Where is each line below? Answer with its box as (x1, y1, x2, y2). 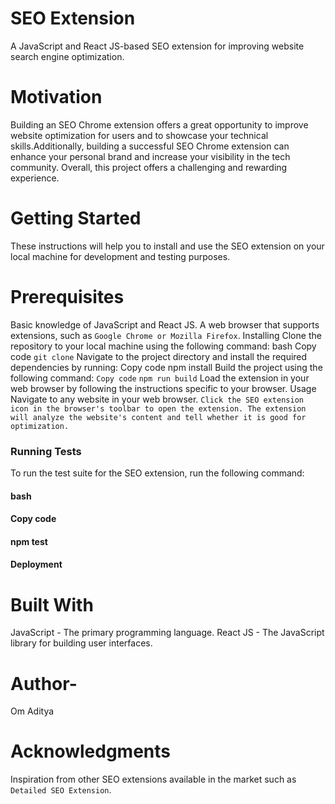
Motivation (10, 86, 103, 109)
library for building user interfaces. (10, 637, 153, 649)
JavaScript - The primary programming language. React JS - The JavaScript (10, 627, 325, 639)
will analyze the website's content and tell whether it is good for (10, 412, 307, 422)
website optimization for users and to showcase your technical (10, 129, 269, 141)
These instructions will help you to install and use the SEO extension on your (10, 240, 325, 252)
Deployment (10, 558, 63, 571)
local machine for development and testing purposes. (10, 250, 231, 262)
